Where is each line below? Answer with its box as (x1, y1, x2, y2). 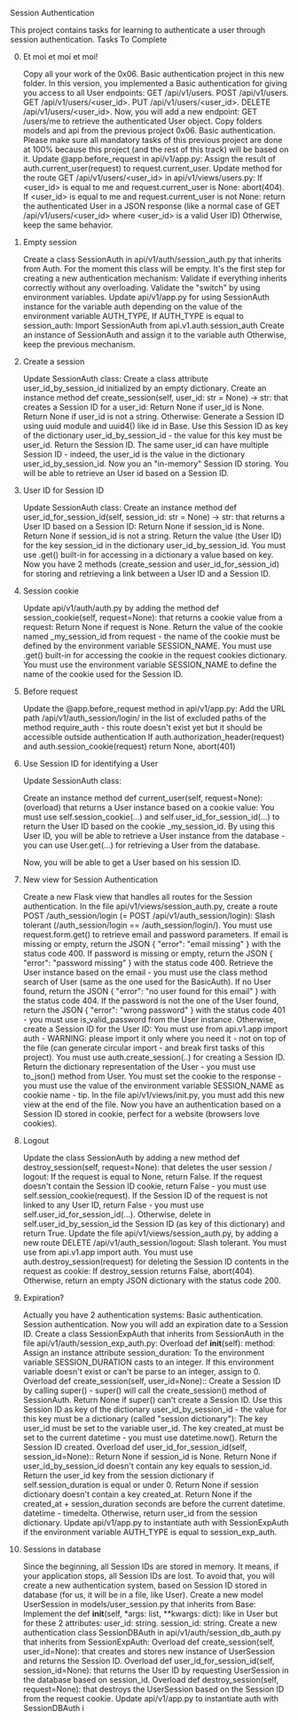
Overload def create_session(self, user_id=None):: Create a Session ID (22, 1376, 281, 1386)
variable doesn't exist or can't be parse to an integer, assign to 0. (22, 1366, 261, 1376)
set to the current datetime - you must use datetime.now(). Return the (22, 1432, 278, 1443)
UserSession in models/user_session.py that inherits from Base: (22, 1599, 256, 1609)
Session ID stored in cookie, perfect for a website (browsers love (22, 1109, 260, 1119)
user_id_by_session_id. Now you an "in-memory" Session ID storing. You (22, 458, 289, 469)
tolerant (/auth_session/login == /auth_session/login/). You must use (22, 920, 273, 930)
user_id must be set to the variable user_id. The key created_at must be (22, 1423, 285, 1433)
